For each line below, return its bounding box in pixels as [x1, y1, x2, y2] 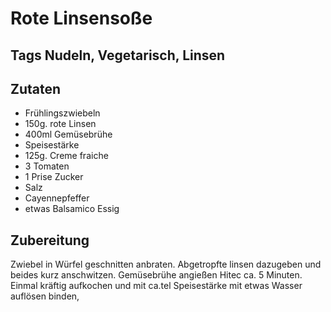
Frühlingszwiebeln [24, 107, 101, 119]
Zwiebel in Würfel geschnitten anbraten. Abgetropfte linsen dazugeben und [10, 258, 322, 271]
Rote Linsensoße [10, 7, 153, 30]
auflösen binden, [10, 290, 80, 302]
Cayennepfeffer [24, 192, 90, 204]
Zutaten [10, 80, 62, 97]
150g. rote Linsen [24, 118, 97, 130]
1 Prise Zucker [24, 171, 84, 183]
